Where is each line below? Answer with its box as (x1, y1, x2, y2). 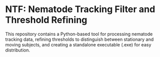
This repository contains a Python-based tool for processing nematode (5, 31, 153, 37)
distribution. (5, 47, 30, 53)
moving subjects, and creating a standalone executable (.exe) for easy (5, 41, 151, 47)
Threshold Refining (5, 14, 87, 26)
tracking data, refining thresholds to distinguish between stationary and (5, 36, 154, 42)
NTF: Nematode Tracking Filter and (5, 4, 155, 15)
